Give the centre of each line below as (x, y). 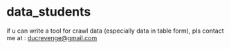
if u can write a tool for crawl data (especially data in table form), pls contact (115, 31)
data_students (49, 12)
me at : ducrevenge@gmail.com (52, 37)
